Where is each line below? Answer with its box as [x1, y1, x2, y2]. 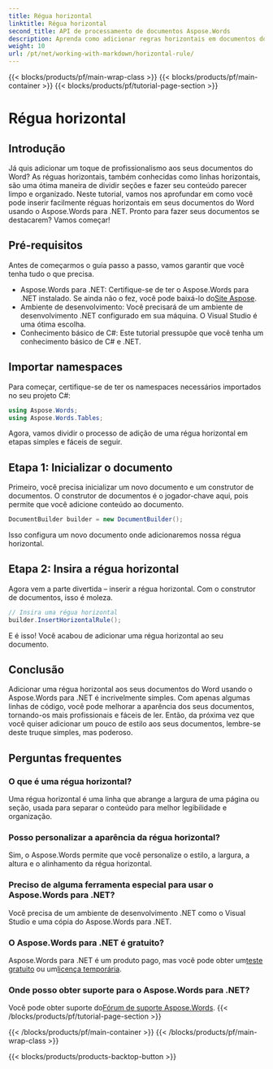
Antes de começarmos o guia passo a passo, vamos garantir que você [8, 260, 245, 269]
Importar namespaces [8, 360, 123, 375]
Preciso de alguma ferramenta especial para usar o [8, 879, 214, 891]
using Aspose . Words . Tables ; [8, 414, 104, 422]
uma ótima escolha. [19, 319, 87, 329]
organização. [8, 812, 53, 821]
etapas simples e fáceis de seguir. [8, 437, 123, 447]
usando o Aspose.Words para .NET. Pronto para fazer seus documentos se [8, 207, 260, 216]
